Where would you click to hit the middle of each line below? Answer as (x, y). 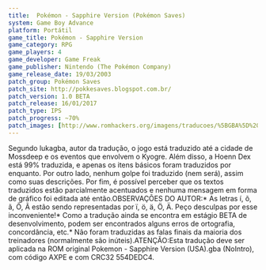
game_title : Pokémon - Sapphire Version (76, 37)
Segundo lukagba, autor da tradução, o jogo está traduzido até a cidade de (131, 148)
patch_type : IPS (35, 111)
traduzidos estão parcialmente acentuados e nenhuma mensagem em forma (133, 189)
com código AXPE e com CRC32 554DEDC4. (81, 257)
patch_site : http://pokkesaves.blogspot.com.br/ (90, 89)
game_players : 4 (35, 52)
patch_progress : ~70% (44, 118)
